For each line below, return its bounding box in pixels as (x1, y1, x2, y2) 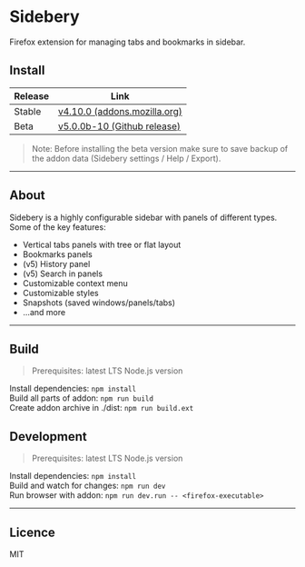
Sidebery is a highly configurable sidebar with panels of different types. (9, 212, 278, 223)
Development (9, 429, 88, 444)
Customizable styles (22, 287, 99, 298)
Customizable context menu (22, 277, 129, 288)
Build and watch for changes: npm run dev (9, 480, 166, 492)
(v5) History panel (22, 258, 91, 269)
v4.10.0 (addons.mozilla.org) (57, 104, 183, 117)
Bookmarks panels (22, 248, 93, 260)
